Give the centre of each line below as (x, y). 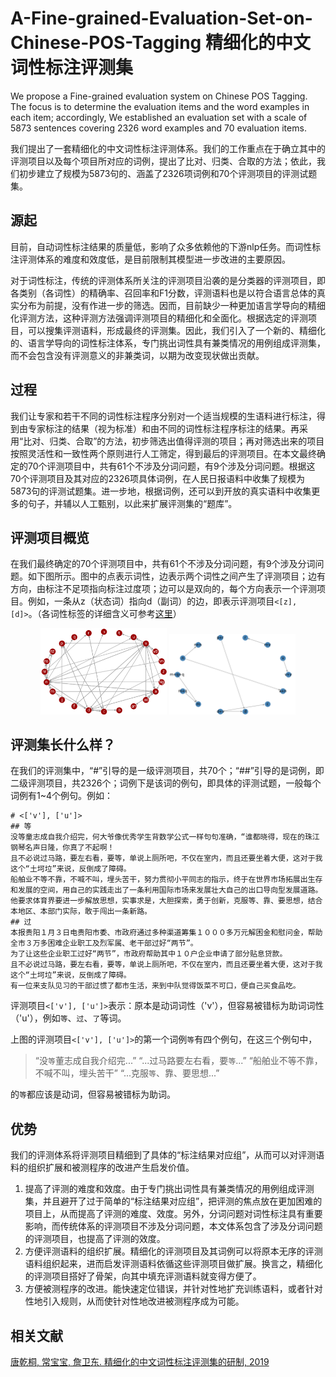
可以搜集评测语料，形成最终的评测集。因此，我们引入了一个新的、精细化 (176, 330)
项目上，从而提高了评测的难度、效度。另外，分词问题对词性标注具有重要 (173, 1214)
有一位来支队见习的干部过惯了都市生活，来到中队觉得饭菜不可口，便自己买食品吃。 (155, 986)
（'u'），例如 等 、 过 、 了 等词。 (68, 1018)
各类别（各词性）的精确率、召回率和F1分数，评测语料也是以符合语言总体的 (163, 293)
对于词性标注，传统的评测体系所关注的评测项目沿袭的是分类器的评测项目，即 (168, 280)
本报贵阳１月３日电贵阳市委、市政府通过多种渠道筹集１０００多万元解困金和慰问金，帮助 (166, 933)
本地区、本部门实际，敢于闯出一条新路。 (81, 912)
